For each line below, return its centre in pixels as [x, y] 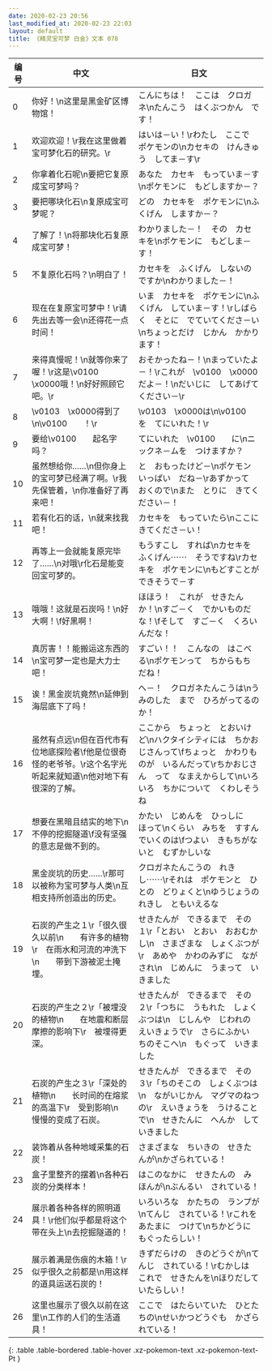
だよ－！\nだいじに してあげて [198, 384]
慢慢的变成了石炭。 [68, 1120]
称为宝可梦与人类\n [84, 886]
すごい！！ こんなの [179, 649]
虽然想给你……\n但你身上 [79, 466]
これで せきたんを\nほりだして [198, 1278]
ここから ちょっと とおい [191, 728]
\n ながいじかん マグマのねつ [199, 1095]
